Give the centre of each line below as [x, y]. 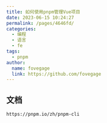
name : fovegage [31, 68]
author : [16, 62]
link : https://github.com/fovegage [57, 74]
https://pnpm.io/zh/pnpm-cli [43, 115]
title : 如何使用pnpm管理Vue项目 [43, 12]
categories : [21, 29]
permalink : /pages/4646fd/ [40, 23]
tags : [13, 52]
